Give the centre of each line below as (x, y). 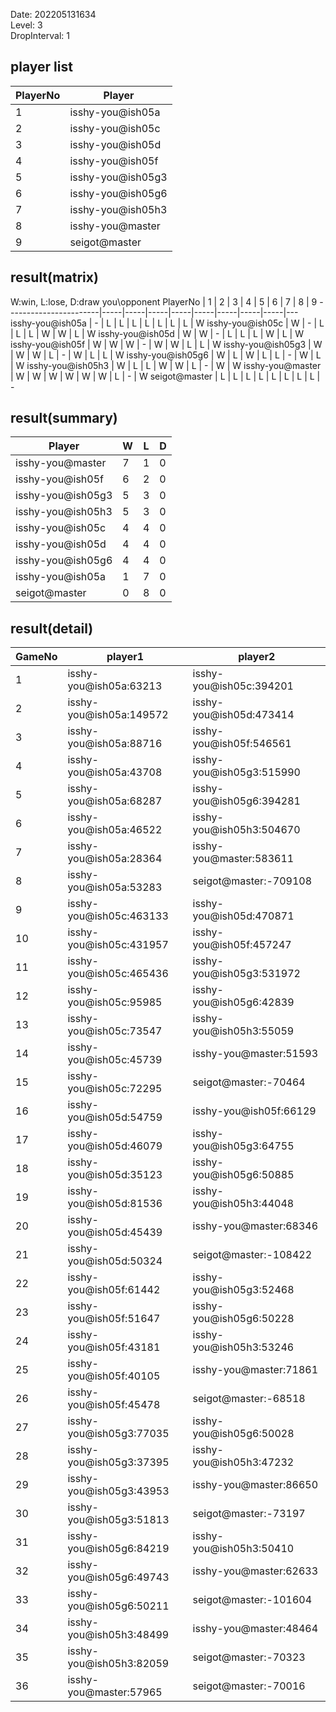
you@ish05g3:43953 (118, 1491)
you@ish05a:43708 (115, 772)
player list (41, 67)
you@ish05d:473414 (243, 715)
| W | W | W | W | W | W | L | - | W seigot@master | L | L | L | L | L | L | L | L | (165, 376)
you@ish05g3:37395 (118, 1462)
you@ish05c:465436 (118, 974)
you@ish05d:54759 (115, 1117)
